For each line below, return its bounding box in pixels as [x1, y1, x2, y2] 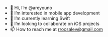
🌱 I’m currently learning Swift [10, 15, 70, 21]
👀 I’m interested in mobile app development [10, 10, 100, 16]
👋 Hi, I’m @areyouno [10, 5, 53, 10]
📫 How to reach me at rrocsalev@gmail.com [10, 26, 103, 32]
